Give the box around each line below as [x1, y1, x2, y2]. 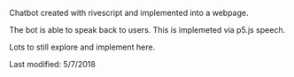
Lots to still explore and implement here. [9, 42, 156, 52]
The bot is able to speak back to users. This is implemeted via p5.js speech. [9, 25, 286, 35]
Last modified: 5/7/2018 [9, 59, 96, 69]
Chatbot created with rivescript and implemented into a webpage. [9, 8, 249, 18]
